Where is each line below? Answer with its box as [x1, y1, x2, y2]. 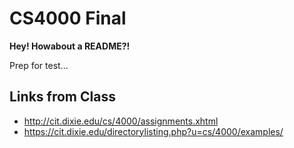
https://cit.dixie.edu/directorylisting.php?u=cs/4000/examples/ [23, 125, 284, 137]
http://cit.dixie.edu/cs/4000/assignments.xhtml [23, 115, 219, 127]
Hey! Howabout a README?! [9, 40, 131, 52]
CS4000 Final [9, 7, 127, 30]
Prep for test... [9, 59, 69, 71]
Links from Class [9, 88, 116, 106]
